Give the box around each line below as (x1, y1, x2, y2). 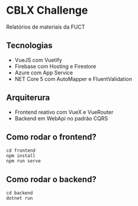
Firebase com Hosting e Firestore (14, 63, 97, 70)
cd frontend (6, 148, 36, 154)
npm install (6, 153, 36, 159)
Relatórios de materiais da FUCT (6, 23, 85, 30)
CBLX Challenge (6, 4, 88, 17)
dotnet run (6, 195, 33, 201)
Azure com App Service (14, 69, 73, 76)
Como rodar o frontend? (6, 132, 97, 142)
